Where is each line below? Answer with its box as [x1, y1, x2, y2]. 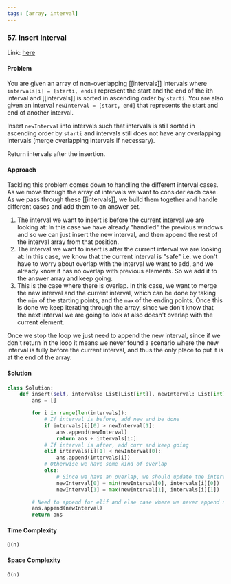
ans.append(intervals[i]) [56, 454, 131, 461]
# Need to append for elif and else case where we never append [32, 499, 220, 506]
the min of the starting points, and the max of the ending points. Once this [16, 296, 223, 304]
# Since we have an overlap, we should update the [56, 473, 205, 480]
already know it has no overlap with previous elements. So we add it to [16, 267, 218, 276]
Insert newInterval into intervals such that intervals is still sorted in [7, 122, 195, 131]
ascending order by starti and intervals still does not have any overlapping [7, 129, 221, 137]
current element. [16, 318, 65, 326]
